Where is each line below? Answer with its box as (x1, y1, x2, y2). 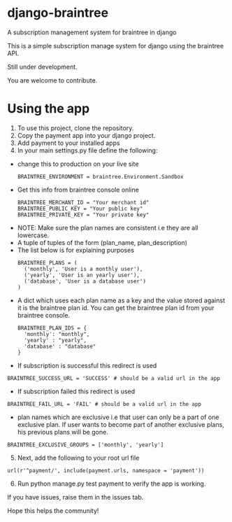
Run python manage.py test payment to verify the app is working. (17, 479, 206, 488)
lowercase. (17, 231, 50, 239)
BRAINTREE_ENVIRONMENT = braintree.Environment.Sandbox (17, 173, 184, 180)
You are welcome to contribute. (7, 76, 98, 85)
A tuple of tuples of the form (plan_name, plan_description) (17, 238, 187, 246)
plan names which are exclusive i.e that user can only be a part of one (17, 413, 219, 421)
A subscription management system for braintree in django (7, 28, 177, 36)
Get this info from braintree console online (17, 185, 140, 194)
